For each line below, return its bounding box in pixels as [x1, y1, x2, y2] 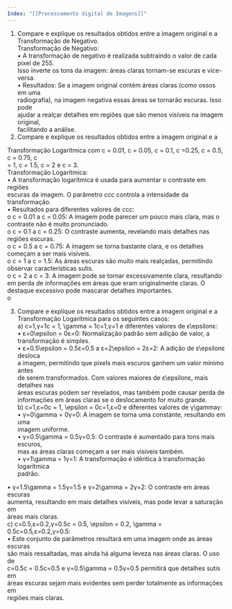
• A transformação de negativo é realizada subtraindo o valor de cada [17, 51, 217, 60]
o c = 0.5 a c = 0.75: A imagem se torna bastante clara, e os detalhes [7, 242, 204, 250]
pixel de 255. [17, 58, 55, 67]
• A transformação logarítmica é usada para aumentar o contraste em [7, 175, 206, 184]
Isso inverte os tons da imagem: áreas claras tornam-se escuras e [17, 66, 206, 74]
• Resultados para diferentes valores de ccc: [7, 205, 135, 213]
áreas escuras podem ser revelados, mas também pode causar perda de [17, 388, 225, 397]
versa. [17, 74, 36, 82]
